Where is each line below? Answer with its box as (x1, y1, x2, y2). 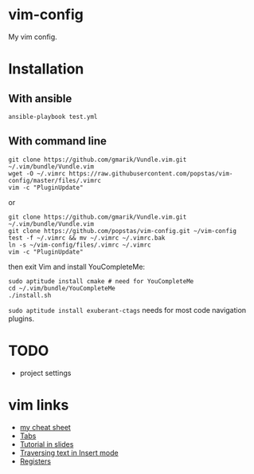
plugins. (8, 314, 34, 323)
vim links (8, 396, 69, 414)
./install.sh (8, 291, 52, 299)
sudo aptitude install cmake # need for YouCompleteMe (8, 277, 194, 285)
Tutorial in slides (19, 439, 74, 448)
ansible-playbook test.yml (8, 113, 98, 120)
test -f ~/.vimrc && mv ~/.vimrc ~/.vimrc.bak (8, 234, 166, 242)
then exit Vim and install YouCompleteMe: (8, 262, 146, 271)
